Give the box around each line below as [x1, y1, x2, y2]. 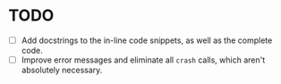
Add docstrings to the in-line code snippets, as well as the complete [21, 35, 273, 46]
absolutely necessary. [21, 64, 103, 76]
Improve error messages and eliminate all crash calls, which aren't [21, 55, 266, 65]
